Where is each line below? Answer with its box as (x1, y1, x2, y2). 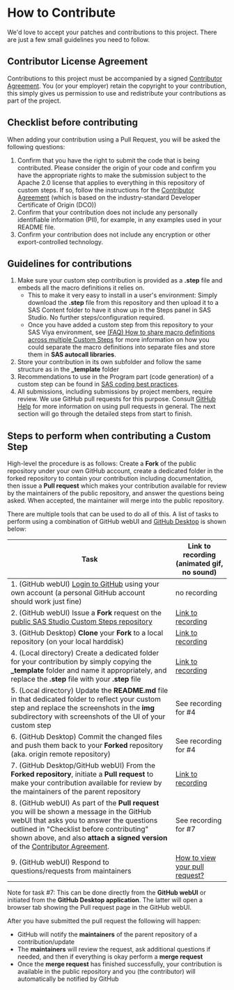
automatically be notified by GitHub (17, 975, 119, 983)
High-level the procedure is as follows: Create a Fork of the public (7, 459, 197, 468)
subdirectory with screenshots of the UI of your (10, 712, 166, 721)
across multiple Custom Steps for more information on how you (27, 336, 210, 344)
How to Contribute (7, 5, 116, 21)
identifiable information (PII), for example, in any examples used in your (17, 215, 222, 224)
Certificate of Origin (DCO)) (17, 200, 97, 209)
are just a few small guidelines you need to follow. (7, 35, 150, 43)
